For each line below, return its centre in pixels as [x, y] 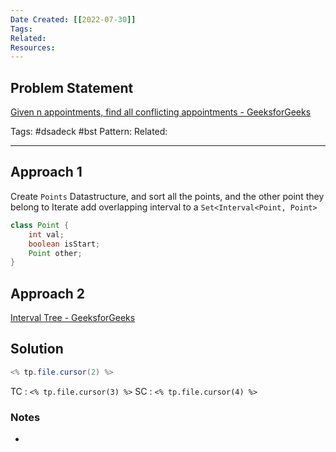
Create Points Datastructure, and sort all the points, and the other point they [167, 196]
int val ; [46, 234]
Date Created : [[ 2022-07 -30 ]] [73, 19]
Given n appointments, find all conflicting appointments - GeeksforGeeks [161, 112]
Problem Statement [72, 87]
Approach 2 [48, 293]
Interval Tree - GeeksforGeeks [73, 318]
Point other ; [55, 253]
